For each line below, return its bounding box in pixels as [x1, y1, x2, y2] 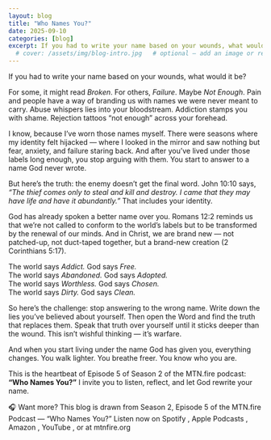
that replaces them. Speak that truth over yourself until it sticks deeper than [8, 320, 260, 330]
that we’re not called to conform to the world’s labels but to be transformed [8, 220, 257, 230]
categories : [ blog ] [8, 34, 74, 43]
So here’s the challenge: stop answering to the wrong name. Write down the [8, 303, 261, 312]
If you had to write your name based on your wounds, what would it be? [8, 72, 247, 81]
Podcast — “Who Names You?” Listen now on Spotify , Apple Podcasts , [8, 414, 248, 423]
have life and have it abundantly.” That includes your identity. [8, 196, 213, 205]
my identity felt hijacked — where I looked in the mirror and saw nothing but [8, 137, 261, 146]
